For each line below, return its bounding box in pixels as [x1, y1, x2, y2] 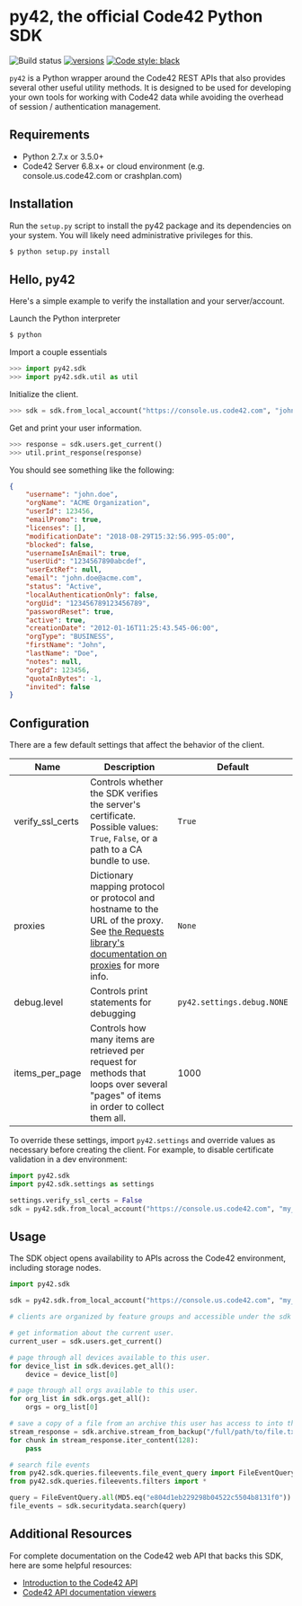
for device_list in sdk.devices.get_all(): [9, 1362, 175, 1371]
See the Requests [89, 926, 164, 938]
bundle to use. [89, 855, 151, 867]
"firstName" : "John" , [25, 641, 106, 650]
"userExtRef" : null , [25, 565, 102, 574]
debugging [89, 1007, 137, 1020]
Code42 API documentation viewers [22, 1586, 157, 1597]
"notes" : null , [25, 657, 83, 666]
